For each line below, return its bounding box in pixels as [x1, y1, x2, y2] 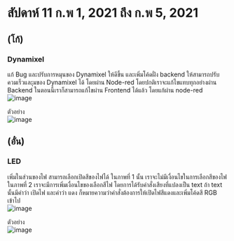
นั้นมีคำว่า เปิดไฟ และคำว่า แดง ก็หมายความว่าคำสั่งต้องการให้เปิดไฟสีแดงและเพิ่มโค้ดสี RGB [7, 188, 217, 197]
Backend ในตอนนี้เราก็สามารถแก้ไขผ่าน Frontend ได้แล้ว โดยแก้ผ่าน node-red [7, 85, 203, 94]
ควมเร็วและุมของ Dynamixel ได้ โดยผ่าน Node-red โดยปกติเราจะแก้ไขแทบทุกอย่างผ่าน [7, 78, 217, 86]
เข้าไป [7, 196, 21, 205]
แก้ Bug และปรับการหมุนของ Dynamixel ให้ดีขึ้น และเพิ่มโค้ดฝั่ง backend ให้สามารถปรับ [7, 70, 220, 78]
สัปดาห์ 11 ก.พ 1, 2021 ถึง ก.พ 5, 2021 [7, 5, 198, 21]
